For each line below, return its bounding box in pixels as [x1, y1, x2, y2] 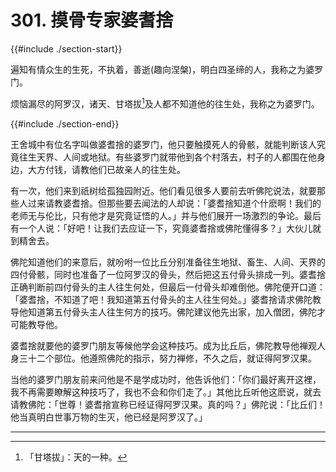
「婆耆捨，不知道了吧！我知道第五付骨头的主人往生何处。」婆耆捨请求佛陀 [10, 293, 313, 305]
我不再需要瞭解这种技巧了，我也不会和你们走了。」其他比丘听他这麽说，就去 [10, 386, 322, 398]
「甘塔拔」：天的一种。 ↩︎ [24, 451, 128, 463]
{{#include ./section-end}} [10, 117, 120, 130]
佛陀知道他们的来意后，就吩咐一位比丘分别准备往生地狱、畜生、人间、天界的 [10, 256, 326, 268]
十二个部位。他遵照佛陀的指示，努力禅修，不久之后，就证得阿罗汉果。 [27, 352, 317, 364]
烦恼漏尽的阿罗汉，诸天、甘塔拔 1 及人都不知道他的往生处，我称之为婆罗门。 [10, 96, 320, 110]
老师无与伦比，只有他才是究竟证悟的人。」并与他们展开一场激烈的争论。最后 [10, 209, 322, 221]
